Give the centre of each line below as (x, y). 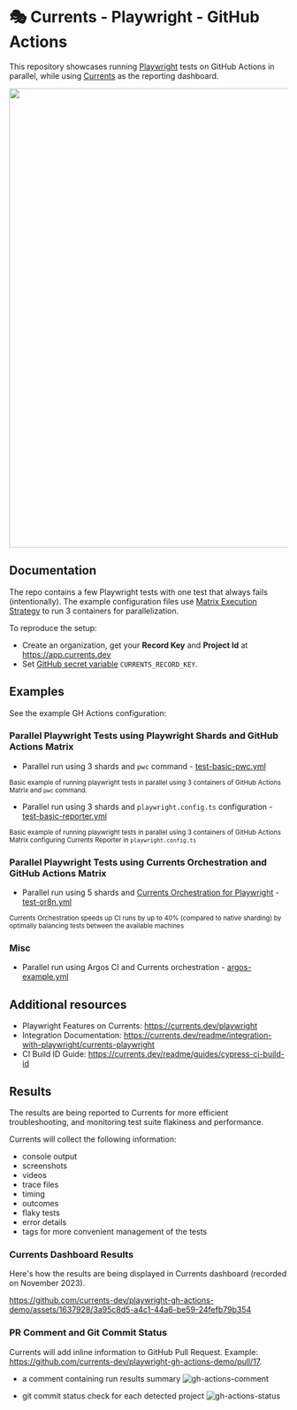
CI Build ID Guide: (54, 1054)
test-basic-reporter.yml (65, 816)
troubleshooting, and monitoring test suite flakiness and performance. (136, 1122)
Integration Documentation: (72, 1036)
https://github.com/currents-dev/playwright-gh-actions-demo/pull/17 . (136, 1361)
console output (49, 1157)
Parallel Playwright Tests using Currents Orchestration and (138, 862)
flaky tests (41, 1213)
